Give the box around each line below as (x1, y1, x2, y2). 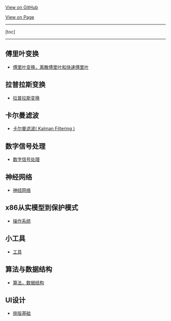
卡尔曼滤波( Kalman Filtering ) (12, 126, 75, 132)
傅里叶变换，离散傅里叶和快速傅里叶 (12, 64, 89, 70)
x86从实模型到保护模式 (5, 203, 78, 212)
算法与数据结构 (5, 265, 52, 274)
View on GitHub (5, 5, 38, 10)
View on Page (5, 14, 35, 20)
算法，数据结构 (12, 279, 44, 285)
